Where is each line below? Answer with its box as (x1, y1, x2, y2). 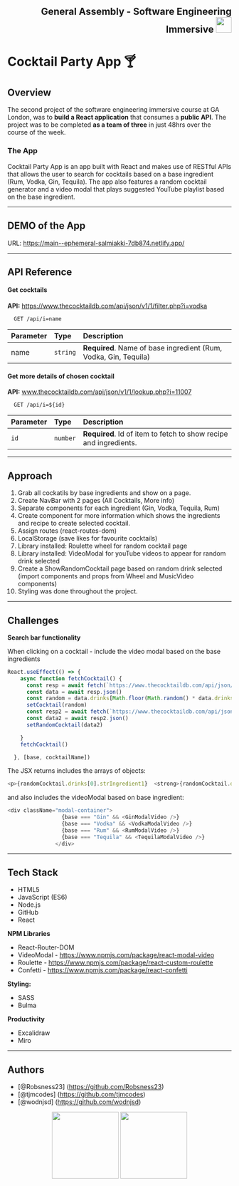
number (53, 435, 77, 442)
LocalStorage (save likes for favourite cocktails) (17, 534, 158, 543)
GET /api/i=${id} (14, 402, 65, 409)
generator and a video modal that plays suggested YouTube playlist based (7, 184, 225, 193)
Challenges (7, 614, 59, 626)
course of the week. (7, 128, 66, 137)
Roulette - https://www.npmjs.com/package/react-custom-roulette (17, 958, 213, 967)
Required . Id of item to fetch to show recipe (83, 429, 228, 439)
